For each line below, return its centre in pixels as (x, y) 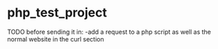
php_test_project (57, 13)
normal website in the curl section (56, 39)
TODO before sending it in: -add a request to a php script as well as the (109, 32)
